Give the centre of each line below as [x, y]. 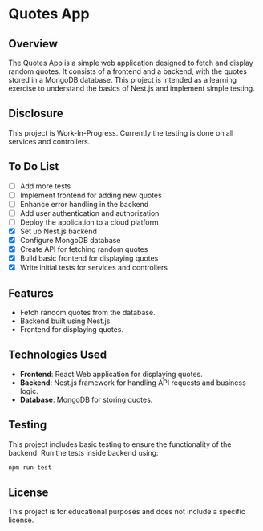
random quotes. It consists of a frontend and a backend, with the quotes [127, 71]
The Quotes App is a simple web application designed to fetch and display [131, 63]
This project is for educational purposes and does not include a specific [127, 512]
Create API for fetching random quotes [84, 249]
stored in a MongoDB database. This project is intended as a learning [123, 80]
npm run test [30, 467]
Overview [33, 44]
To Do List [34, 166]
